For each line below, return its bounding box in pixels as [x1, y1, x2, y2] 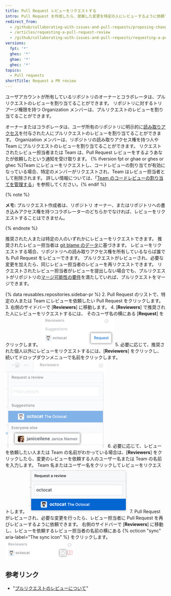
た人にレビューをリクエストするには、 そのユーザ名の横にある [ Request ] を [5, 311, 164, 317]
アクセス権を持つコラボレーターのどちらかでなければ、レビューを [18, 209, 157, 214]
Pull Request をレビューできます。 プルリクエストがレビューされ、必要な [11, 255, 164, 261]
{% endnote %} [5, 225, 38, 231]
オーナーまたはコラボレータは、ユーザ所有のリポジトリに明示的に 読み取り [5, 124, 161, 130]
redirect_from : [5, 19, 38, 24]
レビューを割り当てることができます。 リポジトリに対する [32, 100, 154, 106]
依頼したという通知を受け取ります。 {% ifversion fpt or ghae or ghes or [14, 156, 164, 162]
